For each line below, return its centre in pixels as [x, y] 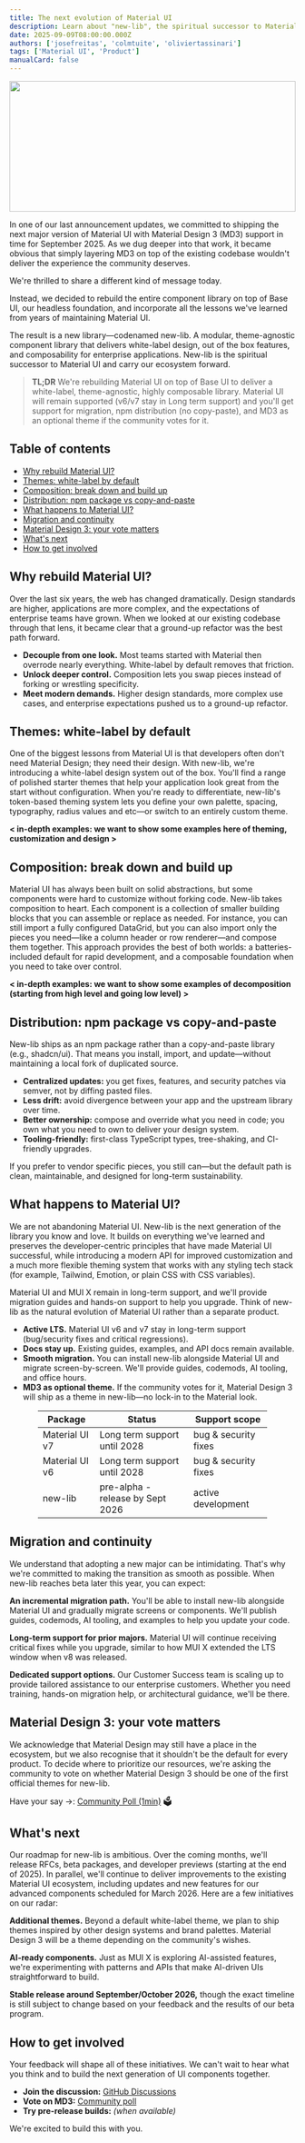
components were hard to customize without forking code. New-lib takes [146, 899]
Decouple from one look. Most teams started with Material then [142, 654]
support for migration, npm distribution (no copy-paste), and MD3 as [160, 411]
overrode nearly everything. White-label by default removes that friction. [158, 664]
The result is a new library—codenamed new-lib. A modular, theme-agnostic [152, 335]
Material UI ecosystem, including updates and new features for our [134, 1884]
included [26, 957]
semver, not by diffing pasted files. [87, 1091]
